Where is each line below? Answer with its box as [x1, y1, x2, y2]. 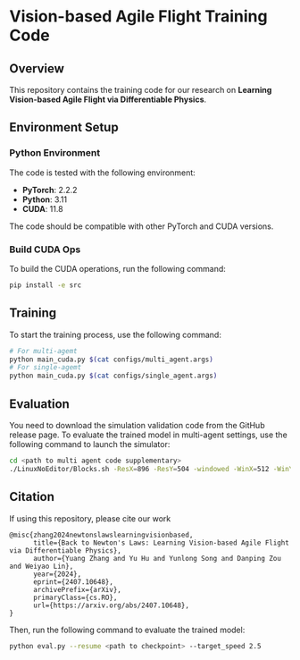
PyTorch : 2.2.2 [21, 184, 78, 195]
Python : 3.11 [21, 194, 68, 205]
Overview [9, 61, 65, 76]
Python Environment [9, 147, 101, 159]
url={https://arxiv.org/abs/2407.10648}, [32, 601, 190, 610]
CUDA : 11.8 [21, 203, 64, 214]
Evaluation [9, 396, 70, 411]
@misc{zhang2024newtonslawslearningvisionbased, [9, 530, 194, 539]
